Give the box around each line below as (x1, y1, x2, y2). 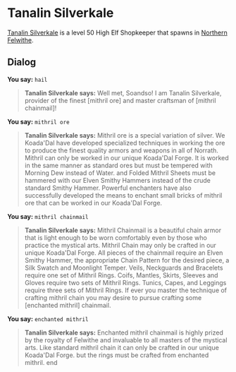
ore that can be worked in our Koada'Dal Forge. (24, 198, 163, 207)
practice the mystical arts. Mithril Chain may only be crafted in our (24, 241, 217, 249)
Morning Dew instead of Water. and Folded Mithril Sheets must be (24, 168, 216, 177)
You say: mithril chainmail (7, 212, 89, 220)
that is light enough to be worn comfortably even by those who (24, 233, 208, 241)
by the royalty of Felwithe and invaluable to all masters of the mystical (24, 335, 228, 344)
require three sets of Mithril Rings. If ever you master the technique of (24, 286, 228, 294)
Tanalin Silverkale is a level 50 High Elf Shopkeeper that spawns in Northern (7, 28, 228, 37)
